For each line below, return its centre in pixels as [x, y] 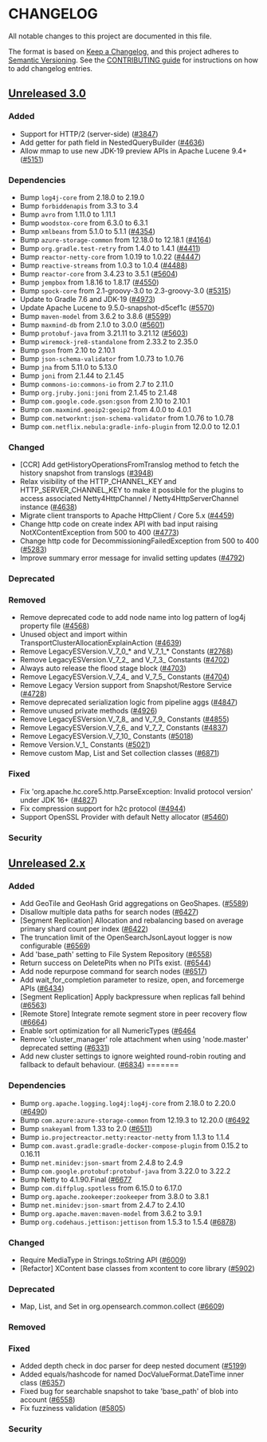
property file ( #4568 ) [55, 626]
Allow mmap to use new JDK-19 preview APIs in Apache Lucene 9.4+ [133, 151]
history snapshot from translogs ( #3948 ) [86, 473]
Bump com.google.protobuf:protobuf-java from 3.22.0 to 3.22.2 [125, 1170]
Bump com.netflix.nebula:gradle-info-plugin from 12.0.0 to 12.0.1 [130, 426]
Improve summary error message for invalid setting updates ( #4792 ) [132, 558]
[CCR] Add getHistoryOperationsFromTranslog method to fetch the [129, 465]
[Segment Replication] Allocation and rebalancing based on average [132, 920]
